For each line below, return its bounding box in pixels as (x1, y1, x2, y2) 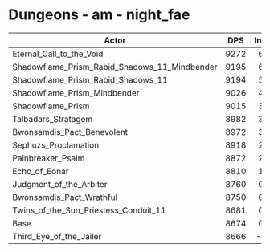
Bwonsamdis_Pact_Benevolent (12, 126, 129, 137)
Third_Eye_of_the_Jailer (12, 230, 102, 242)
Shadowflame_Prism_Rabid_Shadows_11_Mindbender (12, 61, 218, 72)
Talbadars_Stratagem (12, 113, 93, 124)
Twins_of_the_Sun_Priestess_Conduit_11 (12, 205, 166, 216)
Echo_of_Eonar (12, 165, 69, 177)
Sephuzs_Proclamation (12, 139, 100, 150)
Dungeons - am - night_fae (8, 6, 190, 24)
